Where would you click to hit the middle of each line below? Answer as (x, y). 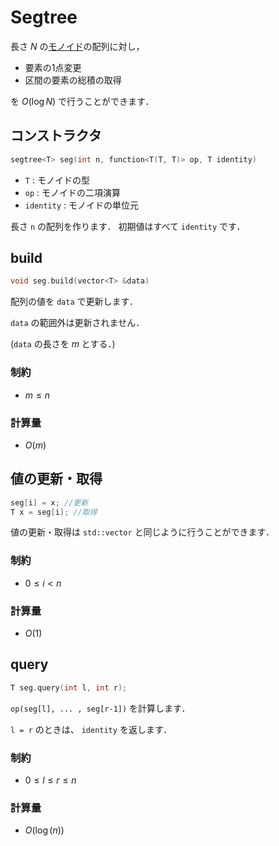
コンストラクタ (56, 136)
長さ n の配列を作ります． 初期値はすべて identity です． (128, 226)
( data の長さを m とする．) (63, 344)
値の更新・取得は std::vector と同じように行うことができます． (142, 532)
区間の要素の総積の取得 (73, 80)
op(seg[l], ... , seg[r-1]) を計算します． (100, 708)
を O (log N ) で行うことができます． (82, 101)
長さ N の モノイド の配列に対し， (77, 46)
